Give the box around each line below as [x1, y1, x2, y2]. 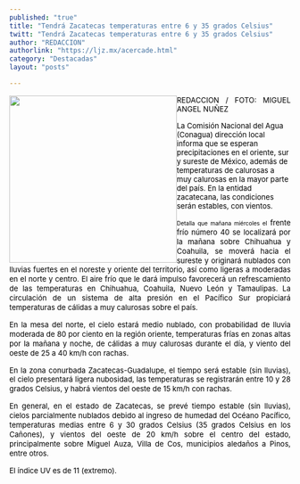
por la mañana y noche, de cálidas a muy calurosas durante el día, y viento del [9, 338, 291, 349]
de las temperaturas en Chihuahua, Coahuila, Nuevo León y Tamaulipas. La [9, 283, 291, 294]
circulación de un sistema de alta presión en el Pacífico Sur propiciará [9, 293, 291, 303]
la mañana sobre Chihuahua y [177, 236, 291, 246]
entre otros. [9, 447, 49, 458]
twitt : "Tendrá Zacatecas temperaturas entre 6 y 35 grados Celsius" [9, 29, 274, 38]
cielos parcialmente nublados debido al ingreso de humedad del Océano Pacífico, [9, 411, 291, 421]
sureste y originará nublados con [177, 255, 291, 266]
